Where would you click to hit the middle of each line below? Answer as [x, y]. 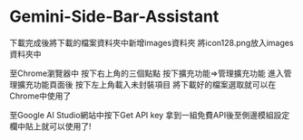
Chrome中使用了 [40, 96]
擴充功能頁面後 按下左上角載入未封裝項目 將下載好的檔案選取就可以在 [147, 84]
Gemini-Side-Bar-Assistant [114, 17]
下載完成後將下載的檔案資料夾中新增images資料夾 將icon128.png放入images [151, 42]
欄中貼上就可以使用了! [51, 126]
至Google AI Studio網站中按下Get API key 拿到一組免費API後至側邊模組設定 [150, 115]
